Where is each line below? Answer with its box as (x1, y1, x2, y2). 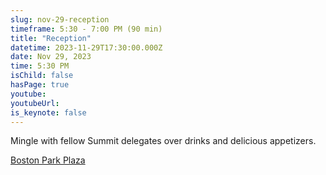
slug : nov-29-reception (10, 14, 110, 25)
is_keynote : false (10, 107, 87, 118)
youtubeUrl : (10, 98, 60, 108)
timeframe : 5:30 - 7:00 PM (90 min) (10, 24, 163, 34)
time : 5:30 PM (10, 61, 70, 71)
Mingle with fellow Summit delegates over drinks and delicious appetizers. (10, 135, 317, 147)
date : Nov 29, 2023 (10, 52, 92, 62)
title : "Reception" (10, 33, 92, 43)
